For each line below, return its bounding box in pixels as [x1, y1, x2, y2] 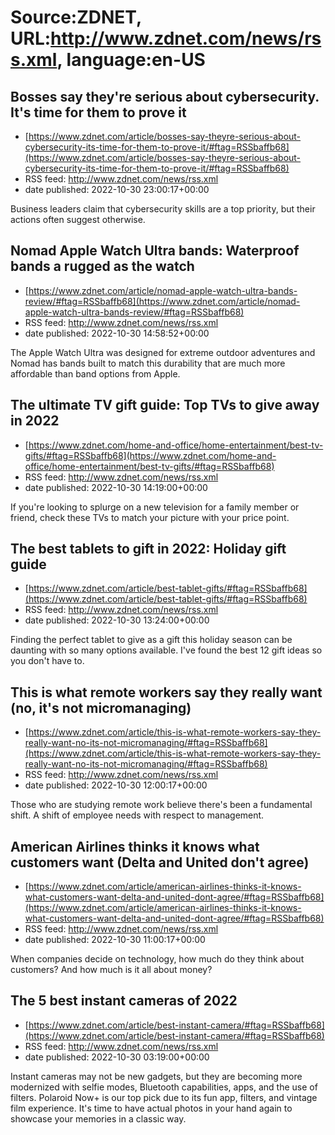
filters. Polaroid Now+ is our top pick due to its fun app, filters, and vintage [10, 1091, 318, 1103]
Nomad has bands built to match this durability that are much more [10, 357, 286, 369]
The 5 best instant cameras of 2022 [10, 992, 238, 1010]
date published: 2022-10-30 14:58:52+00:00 [24, 327, 210, 339]
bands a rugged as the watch [10, 258, 195, 275]
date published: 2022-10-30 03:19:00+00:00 [24, 1051, 210, 1063]
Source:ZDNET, [10, 6, 142, 29]
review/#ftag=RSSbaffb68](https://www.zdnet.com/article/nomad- [24, 295, 301, 307]
